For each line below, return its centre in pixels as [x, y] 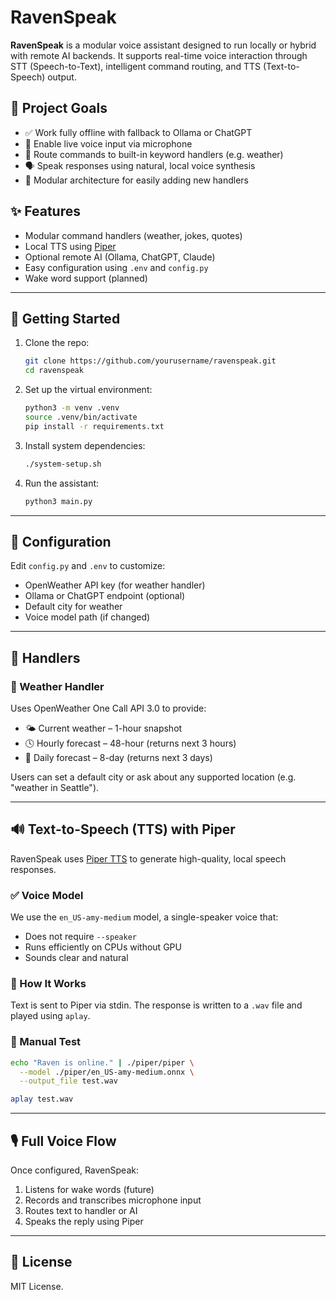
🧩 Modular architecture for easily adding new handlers [136, 180]
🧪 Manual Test [46, 1042]
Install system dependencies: [85, 445]
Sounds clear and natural [76, 958]
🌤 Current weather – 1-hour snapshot [103, 728]
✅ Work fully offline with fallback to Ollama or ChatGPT [138, 132]
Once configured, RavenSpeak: [74, 1170]
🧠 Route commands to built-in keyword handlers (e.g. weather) [154, 154]
